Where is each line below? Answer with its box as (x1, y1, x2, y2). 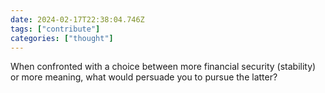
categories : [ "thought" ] (10, 33, 114, 43)
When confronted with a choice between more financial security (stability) (10, 61, 317, 73)
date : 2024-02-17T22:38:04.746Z (10, 14, 145, 25)
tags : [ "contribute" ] (10, 24, 101, 34)
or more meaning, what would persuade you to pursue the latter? (10, 71, 278, 83)
